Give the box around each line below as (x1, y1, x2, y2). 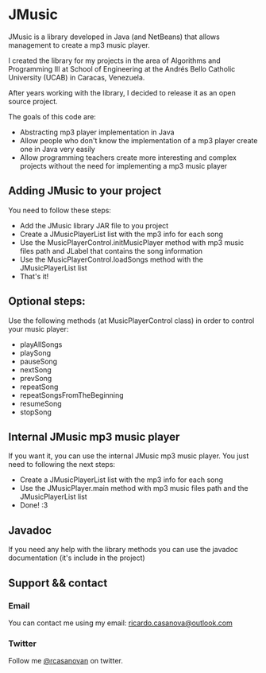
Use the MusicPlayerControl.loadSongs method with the (19, 255, 204, 264)
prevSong (19, 373, 52, 383)
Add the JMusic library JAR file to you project (19, 220, 169, 230)
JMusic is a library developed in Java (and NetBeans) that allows (8, 32, 220, 41)
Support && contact (8, 576, 108, 589)
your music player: (8, 324, 69, 333)
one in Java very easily (19, 144, 95, 154)
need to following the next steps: (8, 460, 116, 469)
